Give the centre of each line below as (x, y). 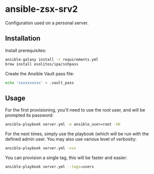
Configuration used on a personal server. (47, 23)
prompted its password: (29, 116)
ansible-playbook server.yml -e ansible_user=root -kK (63, 124)
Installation (23, 38)
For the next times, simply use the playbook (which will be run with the (77, 134)
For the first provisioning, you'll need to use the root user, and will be (75, 110)
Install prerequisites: (26, 50)
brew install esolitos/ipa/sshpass (42, 64)
